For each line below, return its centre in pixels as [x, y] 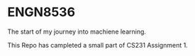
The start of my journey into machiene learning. [77, 31]
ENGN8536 [41, 12]
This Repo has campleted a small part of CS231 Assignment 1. [97, 45]
